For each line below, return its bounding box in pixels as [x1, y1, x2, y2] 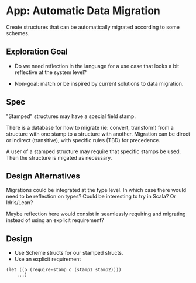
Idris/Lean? [6, 199, 33, 206]
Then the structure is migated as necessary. [6, 154, 112, 161]
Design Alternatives [6, 171, 80, 181]
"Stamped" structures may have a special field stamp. [6, 113, 136, 120]
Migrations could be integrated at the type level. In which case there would [6, 187, 186, 194]
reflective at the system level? [14, 69, 87, 76]
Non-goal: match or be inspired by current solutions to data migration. [14, 80, 184, 87]
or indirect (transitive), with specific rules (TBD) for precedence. [6, 136, 161, 143]
